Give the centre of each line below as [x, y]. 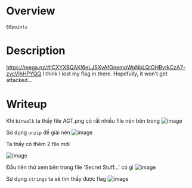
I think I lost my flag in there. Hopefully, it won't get [105, 74]
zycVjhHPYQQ [24, 74]
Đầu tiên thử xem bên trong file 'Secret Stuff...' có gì [70, 167]
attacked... [19, 80]
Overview [31, 11]
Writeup [27, 104]
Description [36, 51]
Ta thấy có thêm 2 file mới [38, 144]
